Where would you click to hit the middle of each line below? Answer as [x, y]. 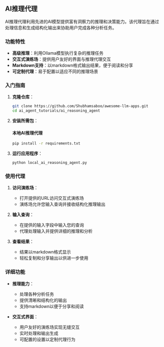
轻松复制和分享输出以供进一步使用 [54, 258]
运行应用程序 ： [27, 154]
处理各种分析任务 [37, 294]
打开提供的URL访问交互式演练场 [52, 198]
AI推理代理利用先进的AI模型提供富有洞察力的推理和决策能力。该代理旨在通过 [82, 22]
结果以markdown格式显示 [45, 252]
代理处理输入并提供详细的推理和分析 [56, 231]
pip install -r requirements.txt [46, 143]
